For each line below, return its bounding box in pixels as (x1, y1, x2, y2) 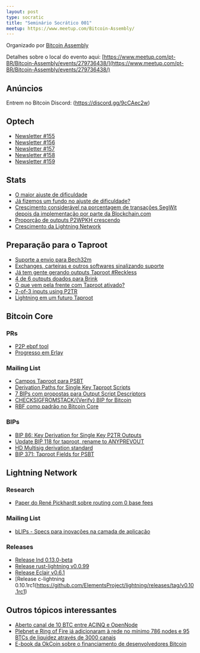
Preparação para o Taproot (6, 240, 108, 250)
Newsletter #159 (14, 158, 56, 165)
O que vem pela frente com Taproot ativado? (14, 281, 125, 289)
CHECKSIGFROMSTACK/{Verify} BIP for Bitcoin (14, 397, 131, 404)
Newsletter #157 (14, 145, 55, 152)
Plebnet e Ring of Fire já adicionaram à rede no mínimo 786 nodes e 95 (14, 627, 190, 634)
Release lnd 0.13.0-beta (14, 556, 73, 563)
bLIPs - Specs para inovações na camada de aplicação (14, 528, 150, 535)
